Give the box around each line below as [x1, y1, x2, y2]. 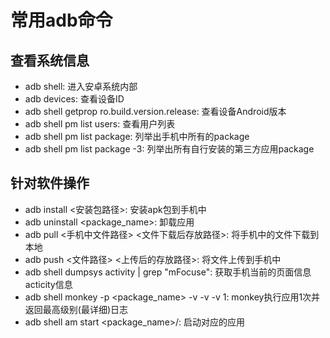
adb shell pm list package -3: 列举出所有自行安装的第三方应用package [24, 143, 315, 155]
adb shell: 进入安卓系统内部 [24, 81, 138, 92]
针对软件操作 [10, 175, 90, 192]
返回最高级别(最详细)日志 [24, 303, 129, 315]
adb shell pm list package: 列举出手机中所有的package [24, 131, 250, 142]
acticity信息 [24, 278, 73, 290]
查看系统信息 [10, 52, 90, 69]
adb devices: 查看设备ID [24, 93, 125, 105]
